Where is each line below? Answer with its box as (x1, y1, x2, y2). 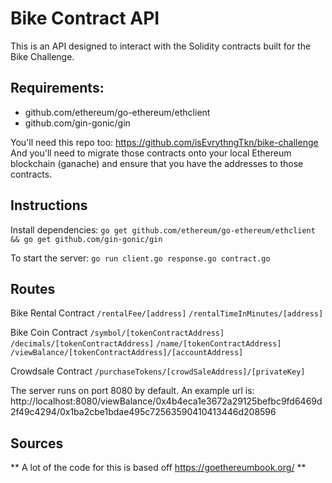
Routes (10, 280, 56, 297)
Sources (10, 435, 64, 452)
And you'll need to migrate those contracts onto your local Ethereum (10, 147, 292, 159)
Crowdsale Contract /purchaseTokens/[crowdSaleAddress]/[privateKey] (10, 365, 306, 377)
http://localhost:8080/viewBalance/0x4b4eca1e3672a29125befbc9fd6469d (10, 395, 323, 407)
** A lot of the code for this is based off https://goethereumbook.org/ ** (10, 462, 307, 474)
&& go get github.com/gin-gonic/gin (10, 234, 163, 244)
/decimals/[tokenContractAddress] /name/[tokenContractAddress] (10, 339, 282, 349)
